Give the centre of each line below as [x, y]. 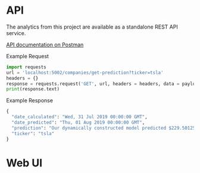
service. [16, 33]
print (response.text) [33, 89]
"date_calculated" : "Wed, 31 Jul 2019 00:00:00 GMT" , [79, 117]
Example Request [28, 56]
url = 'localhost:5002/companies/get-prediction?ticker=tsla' [85, 73]
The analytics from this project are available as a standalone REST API [92, 27]
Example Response [30, 100]
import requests [26, 67]
